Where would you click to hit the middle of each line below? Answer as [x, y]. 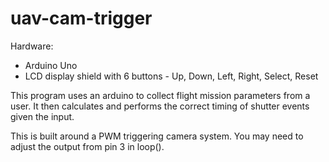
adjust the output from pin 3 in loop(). [87, 146]
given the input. [42, 116]
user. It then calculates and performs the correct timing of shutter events [160, 106]
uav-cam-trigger [81, 18]
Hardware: [32, 46]
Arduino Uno [51, 65]
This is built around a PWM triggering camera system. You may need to [157, 136]
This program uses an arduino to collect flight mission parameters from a [160, 95]
